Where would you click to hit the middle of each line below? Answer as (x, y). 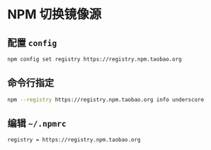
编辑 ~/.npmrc (37, 123)
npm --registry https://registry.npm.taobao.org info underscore (105, 99)
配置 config (32, 43)
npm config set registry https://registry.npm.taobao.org (95, 59)
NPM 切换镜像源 (55, 14)
